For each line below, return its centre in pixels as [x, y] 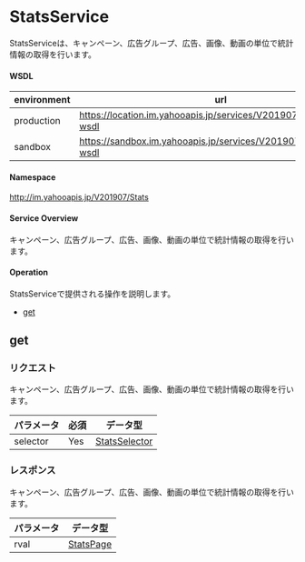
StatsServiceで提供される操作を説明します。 [92, 294]
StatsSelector [124, 441]
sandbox [33, 147]
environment [42, 100]
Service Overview [44, 218]
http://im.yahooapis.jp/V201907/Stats [79, 197]
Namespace [33, 177]
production [37, 121]
